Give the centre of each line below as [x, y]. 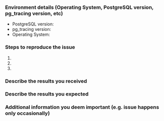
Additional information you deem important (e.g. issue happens [82, 107]
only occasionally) [27, 113]
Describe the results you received [46, 81]
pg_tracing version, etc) [34, 13]
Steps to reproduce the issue [40, 47]
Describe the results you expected [47, 94]
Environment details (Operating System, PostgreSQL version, [79, 7]
